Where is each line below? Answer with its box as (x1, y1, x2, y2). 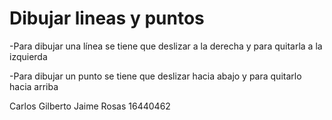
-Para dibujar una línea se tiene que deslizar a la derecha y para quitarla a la (9, 40, 323, 52)
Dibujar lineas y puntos (9, 7, 205, 30)
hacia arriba (9, 80, 59, 92)
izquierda (9, 50, 48, 62)
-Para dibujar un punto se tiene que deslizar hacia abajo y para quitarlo (9, 70, 302, 82)
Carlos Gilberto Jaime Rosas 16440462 (9, 100, 171, 112)
